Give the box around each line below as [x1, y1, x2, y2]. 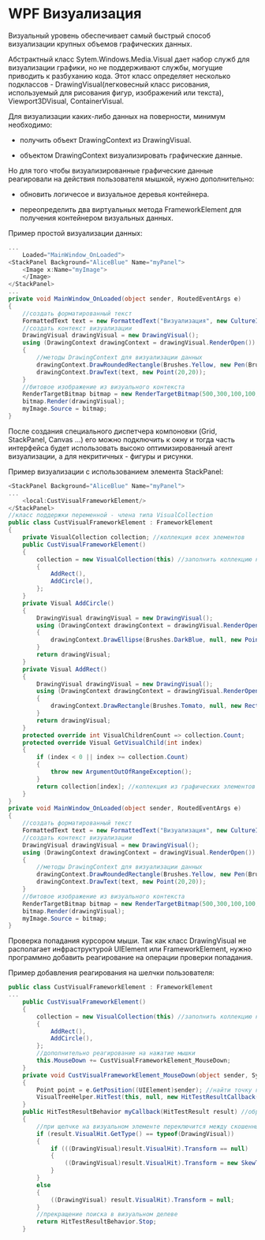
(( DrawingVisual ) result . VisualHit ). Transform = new [64, 1160, 238, 1167]
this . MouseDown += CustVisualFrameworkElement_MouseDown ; [36, 1057, 231, 1065]
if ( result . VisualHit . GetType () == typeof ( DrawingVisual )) [36, 1130, 235, 1138]
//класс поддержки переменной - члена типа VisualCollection [8, 512, 214, 519]
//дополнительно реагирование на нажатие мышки [36, 1049, 196, 1057]
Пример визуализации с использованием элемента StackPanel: [8, 467, 223, 476]
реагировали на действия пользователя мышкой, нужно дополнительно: [8, 174, 255, 184]
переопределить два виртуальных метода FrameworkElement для [19, 204, 242, 214]
